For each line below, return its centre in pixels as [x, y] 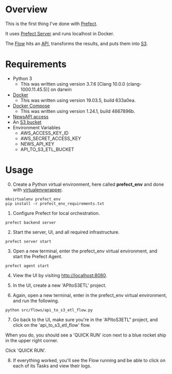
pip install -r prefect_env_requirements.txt [55, 204]
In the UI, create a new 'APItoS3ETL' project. [60, 285]
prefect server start [28, 241]
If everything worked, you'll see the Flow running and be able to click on [89, 360]
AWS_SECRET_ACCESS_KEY [51, 138]
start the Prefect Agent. [37, 256]
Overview [26, 9]
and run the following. [36, 301]
